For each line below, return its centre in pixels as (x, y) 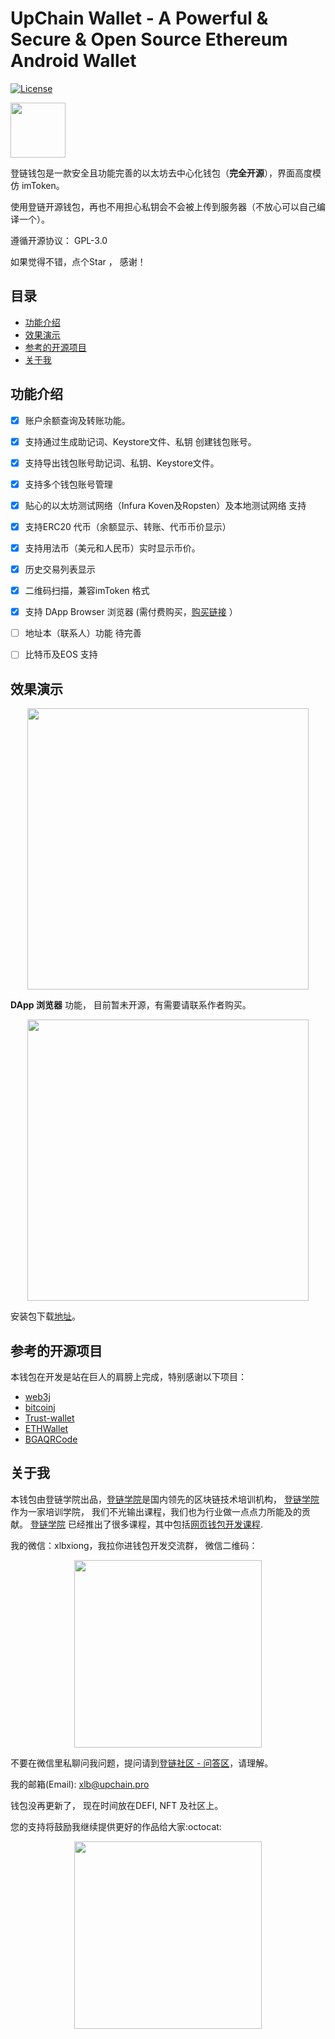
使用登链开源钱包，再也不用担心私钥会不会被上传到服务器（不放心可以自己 (163, 206)
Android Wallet (73, 61)
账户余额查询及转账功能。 (77, 420)
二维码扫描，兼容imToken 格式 (87, 591)
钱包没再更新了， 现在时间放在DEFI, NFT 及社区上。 (117, 1805)
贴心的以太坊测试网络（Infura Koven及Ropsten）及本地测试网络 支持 (165, 505)
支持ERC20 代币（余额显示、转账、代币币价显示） (128, 526)
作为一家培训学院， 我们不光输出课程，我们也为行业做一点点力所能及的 (156, 1511)
